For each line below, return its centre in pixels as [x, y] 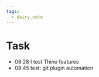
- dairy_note [27, 17]
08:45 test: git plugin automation [54, 68]
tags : [13, 11]
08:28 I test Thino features [47, 62]
